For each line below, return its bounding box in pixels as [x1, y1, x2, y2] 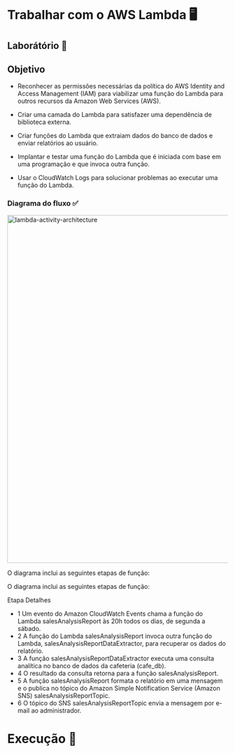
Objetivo [7, 63, 45, 75]
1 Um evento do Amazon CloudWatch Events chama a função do [17, 609, 204, 618]
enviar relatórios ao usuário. [17, 139, 99, 147]
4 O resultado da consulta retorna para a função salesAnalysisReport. [17, 669, 219, 677]
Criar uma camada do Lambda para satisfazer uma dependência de [17, 111, 212, 119]
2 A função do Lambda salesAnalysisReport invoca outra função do [17, 632, 212, 640]
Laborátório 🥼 [7, 39, 68, 51]
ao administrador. [31, 706, 82, 714]
